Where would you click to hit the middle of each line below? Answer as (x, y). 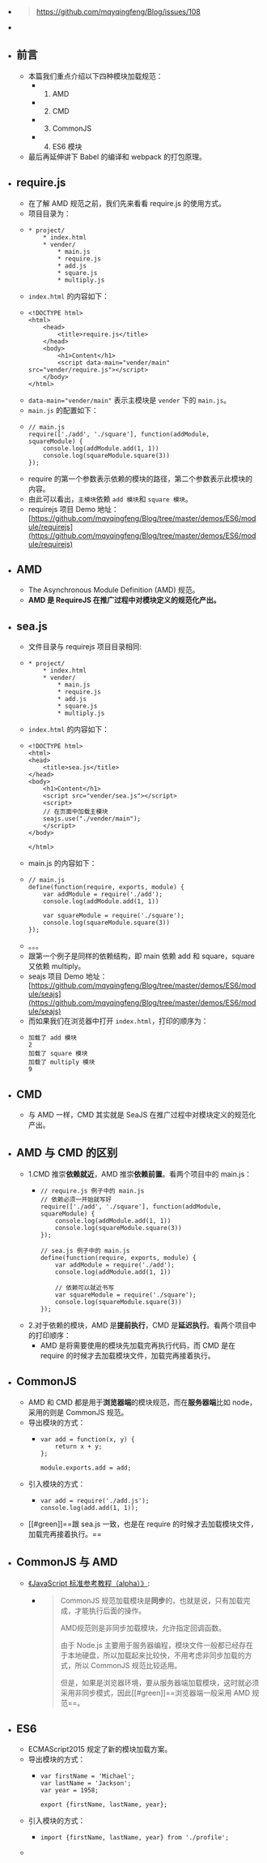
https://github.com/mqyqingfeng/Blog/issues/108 (118, 12)
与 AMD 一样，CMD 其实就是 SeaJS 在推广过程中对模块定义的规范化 (142, 1115)
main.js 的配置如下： (63, 410)
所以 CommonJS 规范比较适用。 (128, 1665)
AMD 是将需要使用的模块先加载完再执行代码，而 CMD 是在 (138, 1345)
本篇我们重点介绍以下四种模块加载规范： (95, 75)
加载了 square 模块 (58, 1054)
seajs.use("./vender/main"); (92, 819)
